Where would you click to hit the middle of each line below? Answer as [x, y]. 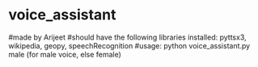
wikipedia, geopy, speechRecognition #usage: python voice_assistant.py [129, 45]
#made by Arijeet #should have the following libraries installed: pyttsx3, [127, 37]
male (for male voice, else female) [65, 54]
